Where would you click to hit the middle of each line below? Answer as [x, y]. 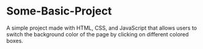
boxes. [15, 41]
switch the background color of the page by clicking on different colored [98, 34]
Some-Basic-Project [59, 11]
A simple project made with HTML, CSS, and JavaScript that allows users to [102, 28]
